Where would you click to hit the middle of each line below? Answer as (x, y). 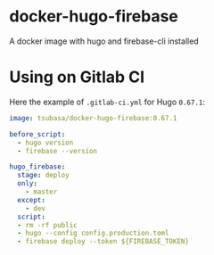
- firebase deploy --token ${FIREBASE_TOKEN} (103, 242)
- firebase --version (58, 151)
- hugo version (45, 143)
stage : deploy (43, 176)
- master (41, 192)
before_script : (37, 134)
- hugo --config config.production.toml (93, 234)
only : (28, 184)
